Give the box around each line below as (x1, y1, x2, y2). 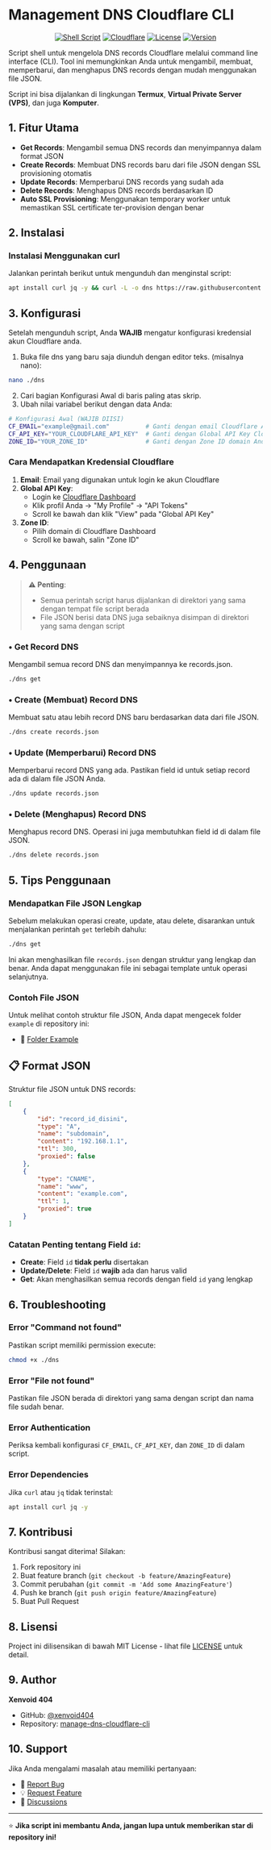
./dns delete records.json (8, 851, 99, 860)
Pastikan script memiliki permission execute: (8, 1340, 156, 1350)
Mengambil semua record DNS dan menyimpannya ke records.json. (8, 659, 233, 669)
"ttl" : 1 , (37, 1198, 70, 1206)
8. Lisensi (8, 1619, 58, 1634)
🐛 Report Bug (19, 1779, 65, 1789)
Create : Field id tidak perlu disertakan (19, 1257, 149, 1267)
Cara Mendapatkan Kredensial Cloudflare (8, 456, 175, 468)
